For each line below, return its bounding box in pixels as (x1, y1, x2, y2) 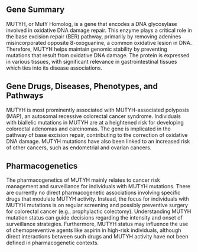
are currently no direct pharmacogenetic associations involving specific (6, 189, 181, 197)
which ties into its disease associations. (6, 64, 102, 71)
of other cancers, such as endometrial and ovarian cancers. (6, 144, 152, 151)
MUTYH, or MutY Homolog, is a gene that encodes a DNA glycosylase (6, 20, 177, 27)
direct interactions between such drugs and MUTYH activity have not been (6, 233, 189, 240)
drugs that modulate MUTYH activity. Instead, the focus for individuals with (6, 195, 189, 202)
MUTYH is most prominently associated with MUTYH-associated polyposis (6, 106, 189, 113)
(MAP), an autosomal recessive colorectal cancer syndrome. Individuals (6, 112, 181, 120)
